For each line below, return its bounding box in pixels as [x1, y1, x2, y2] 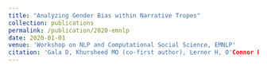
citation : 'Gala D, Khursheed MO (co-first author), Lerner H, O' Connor [8, 48, 254, 56]
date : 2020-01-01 [8, 33, 66, 42]
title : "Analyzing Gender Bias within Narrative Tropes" [8, 11, 201, 20]
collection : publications [8, 19, 94, 27]
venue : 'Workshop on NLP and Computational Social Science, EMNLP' [8, 41, 237, 49]
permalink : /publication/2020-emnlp [8, 26, 130, 34]
